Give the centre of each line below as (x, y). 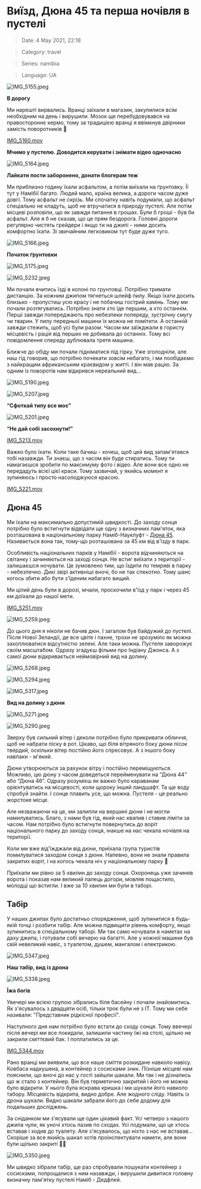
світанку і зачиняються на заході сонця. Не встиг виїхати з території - (96, 559)
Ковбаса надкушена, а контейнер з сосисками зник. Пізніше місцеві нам (100, 1068)
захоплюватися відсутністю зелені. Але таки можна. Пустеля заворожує (100, 644)
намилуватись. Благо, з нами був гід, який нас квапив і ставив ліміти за (98, 818)
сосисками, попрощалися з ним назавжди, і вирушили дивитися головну (100, 1173)
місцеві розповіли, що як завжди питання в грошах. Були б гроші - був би (101, 212)
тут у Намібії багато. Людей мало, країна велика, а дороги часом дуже (98, 193)
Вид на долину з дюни (36, 702)
